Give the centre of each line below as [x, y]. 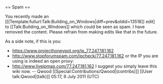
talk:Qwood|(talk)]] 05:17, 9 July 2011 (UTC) [55, 76]
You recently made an [27, 16]
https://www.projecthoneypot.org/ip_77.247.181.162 [63, 51]
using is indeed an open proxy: [43, 61]
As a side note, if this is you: [33, 41]
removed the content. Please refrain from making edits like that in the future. [81, 32]
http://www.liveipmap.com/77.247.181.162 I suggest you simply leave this [84, 66]
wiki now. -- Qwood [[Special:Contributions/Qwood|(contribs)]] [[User [82, 71]
